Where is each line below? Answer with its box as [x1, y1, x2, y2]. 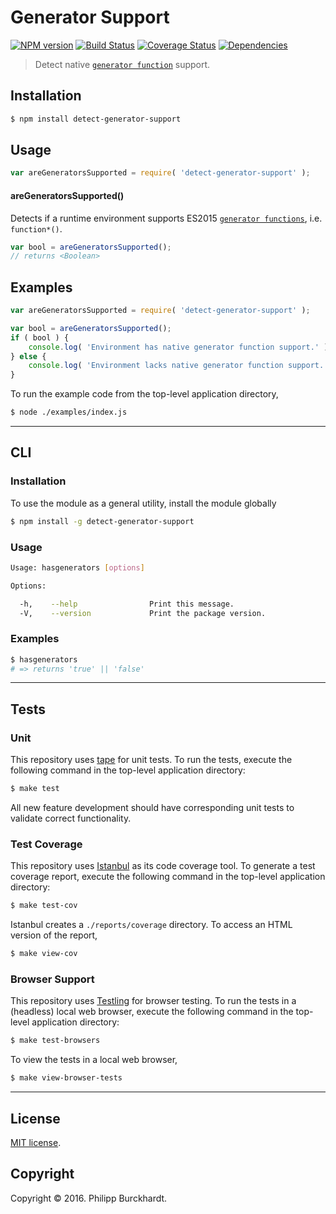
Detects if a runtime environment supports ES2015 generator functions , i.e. [10, 212, 323, 224]
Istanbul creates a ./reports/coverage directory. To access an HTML [10, 919, 293, 931]
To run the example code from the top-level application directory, [10, 388, 279, 400]
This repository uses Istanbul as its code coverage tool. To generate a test [10, 860, 316, 872]
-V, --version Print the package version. [19, 608, 267, 618]
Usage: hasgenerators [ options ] [10, 562, 145, 573]
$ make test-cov [10, 901, 78, 911]
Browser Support [10, 972, 95, 986]
